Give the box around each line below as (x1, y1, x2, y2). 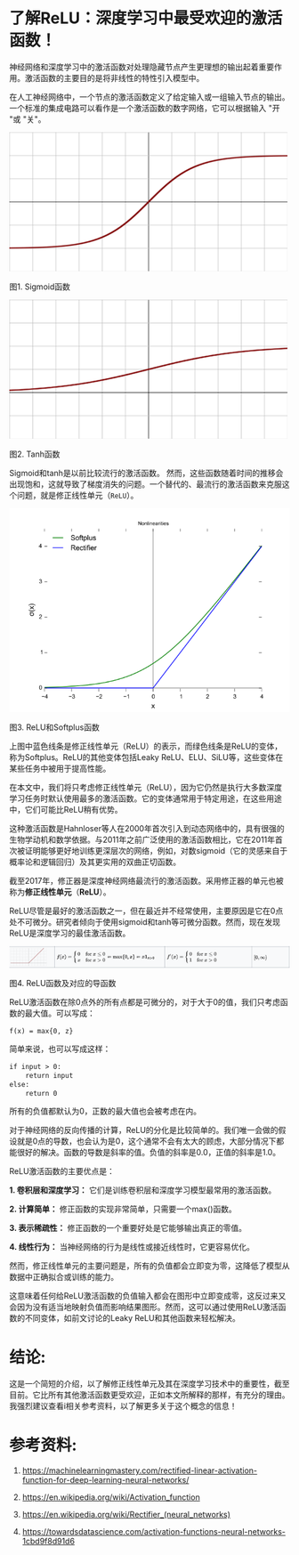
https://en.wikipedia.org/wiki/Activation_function (21, 1492, 200, 1502)
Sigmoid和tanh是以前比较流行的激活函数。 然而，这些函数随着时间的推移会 (9, 467, 284, 478)
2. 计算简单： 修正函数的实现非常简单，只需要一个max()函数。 (9, 1203, 238, 1215)
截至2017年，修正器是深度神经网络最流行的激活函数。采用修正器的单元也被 (9, 876, 284, 887)
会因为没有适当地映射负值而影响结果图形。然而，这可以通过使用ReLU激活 (9, 1301, 279, 1313)
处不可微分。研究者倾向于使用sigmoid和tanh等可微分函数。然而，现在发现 (9, 917, 281, 927)
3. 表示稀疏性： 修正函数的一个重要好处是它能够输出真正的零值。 (9, 1223, 247, 1234)
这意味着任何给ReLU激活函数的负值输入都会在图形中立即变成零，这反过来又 (9, 1291, 287, 1301)
